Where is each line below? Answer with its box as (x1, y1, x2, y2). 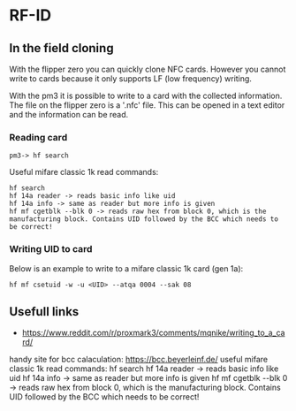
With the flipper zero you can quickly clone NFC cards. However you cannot (9, 64, 286, 74)
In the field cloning (9, 41, 114, 56)
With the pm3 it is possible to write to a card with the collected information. (9, 90, 283, 101)
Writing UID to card (9, 243, 93, 255)
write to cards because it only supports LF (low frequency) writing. (9, 73, 252, 84)
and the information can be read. (9, 110, 129, 119)
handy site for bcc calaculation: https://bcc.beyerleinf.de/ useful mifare (9, 354, 268, 365)
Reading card (9, 131, 68, 143)
